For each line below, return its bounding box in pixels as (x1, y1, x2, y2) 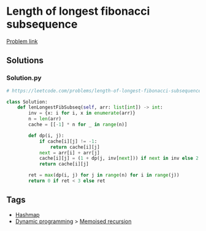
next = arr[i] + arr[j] (39, 150, 100, 156)
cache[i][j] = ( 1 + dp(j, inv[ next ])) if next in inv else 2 (39, 155, 199, 162)
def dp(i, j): (28, 132, 64, 138)
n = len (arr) (28, 116, 62, 122)
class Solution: (6, 99, 48, 105)
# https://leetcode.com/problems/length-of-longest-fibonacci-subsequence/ (6, 88, 204, 94)
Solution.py (6, 74, 42, 82)
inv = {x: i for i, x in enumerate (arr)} (28, 110, 136, 116)
